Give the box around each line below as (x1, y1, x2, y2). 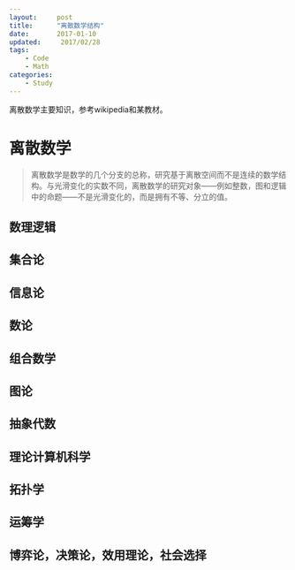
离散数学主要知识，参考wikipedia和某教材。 (9, 103, 168, 115)
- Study (25, 79, 53, 87)
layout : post (9, 12, 73, 22)
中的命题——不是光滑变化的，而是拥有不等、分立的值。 (30, 191, 232, 201)
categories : (9, 71, 53, 80)
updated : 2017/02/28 (9, 37, 101, 47)
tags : (9, 46, 29, 55)
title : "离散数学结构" (9, 21, 104, 30)
